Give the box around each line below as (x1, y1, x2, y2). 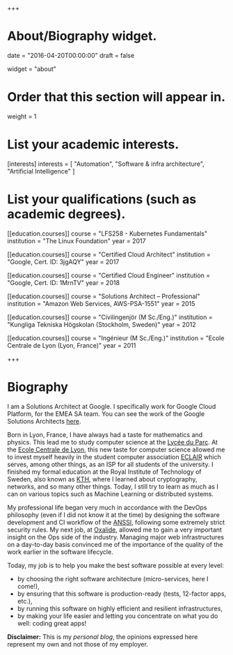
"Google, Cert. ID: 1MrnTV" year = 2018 (7, 278, 120, 286)
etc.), (17, 596, 33, 605)
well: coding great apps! (17, 619, 87, 627)
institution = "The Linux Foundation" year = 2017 (7, 236, 146, 245)
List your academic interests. (7, 137, 179, 153)
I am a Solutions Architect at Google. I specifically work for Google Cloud (7, 402, 216, 410)
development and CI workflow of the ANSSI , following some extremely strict (7, 518, 225, 526)
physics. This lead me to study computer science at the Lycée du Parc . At (7, 438, 218, 446)
